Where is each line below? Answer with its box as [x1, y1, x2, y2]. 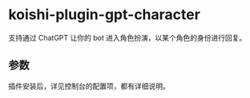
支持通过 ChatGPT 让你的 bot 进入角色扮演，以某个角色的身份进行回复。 [8, 33, 247, 42]
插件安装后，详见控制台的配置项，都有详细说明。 [8, 81, 170, 91]
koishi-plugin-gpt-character [8, 6, 200, 24]
